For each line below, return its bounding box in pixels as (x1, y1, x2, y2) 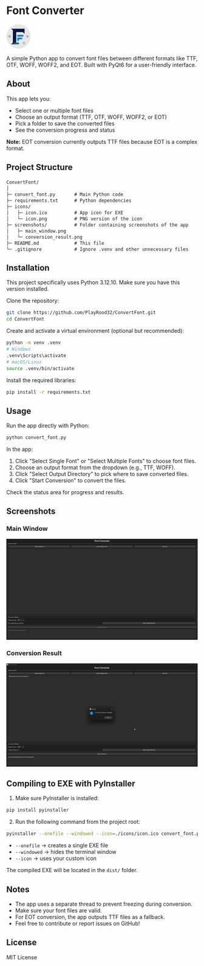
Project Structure (6, 162, 73, 172)
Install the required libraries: (6, 376, 76, 384)
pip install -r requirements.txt (6, 389, 91, 395)
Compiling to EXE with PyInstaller (6, 778, 135, 789)
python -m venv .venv (6, 339, 61, 346)
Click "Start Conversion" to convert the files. (15, 477, 126, 485)
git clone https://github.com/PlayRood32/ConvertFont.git (6, 310, 156, 316)
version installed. (6, 285, 49, 293)
